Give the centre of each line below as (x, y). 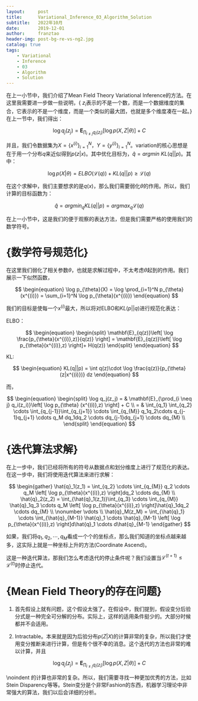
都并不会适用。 (33, 623)
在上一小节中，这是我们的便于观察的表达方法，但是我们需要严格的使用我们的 (99, 219)
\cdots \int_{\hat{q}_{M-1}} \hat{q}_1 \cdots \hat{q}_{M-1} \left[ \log (99, 518)
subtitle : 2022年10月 (35, 23)
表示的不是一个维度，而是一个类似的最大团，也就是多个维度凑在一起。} (107, 111)
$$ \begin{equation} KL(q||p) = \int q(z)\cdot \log (73, 368)
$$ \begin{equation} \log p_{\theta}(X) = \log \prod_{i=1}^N (86, 289)
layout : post (27, 12)
